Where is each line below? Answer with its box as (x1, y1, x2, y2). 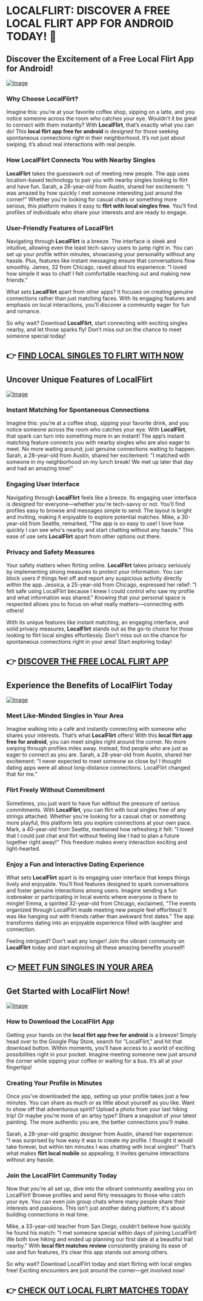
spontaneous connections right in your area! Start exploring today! (6, 638, 172, 645)
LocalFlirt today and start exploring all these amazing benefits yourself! (6, 944, 185, 951)
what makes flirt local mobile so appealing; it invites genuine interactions (6, 1149, 190, 1157)
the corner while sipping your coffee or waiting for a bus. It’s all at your (6, 1057, 183, 1064)
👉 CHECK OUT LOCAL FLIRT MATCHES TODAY (6, 1285, 189, 1296)
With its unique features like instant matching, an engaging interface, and (6, 618, 189, 626)
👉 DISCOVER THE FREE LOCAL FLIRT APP (6, 657, 169, 667)
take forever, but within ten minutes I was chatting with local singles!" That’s (6, 1143, 196, 1150)
